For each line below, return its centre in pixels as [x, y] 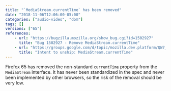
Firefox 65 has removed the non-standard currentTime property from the [81, 67]
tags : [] [15, 24]
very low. [15, 83]
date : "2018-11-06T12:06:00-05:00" [43, 15]
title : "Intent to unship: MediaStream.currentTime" [76, 52]
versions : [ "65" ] [24, 29]
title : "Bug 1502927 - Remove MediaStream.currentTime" [79, 43]
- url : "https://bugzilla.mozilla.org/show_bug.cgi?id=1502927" [84, 38]
